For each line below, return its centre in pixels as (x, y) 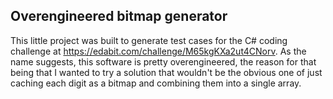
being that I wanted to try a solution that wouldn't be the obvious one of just (166, 72)
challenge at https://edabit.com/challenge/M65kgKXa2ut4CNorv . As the (158, 51)
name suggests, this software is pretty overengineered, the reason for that (163, 61)
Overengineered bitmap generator (119, 16)
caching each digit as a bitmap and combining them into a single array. (156, 83)
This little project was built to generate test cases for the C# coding (149, 40)
